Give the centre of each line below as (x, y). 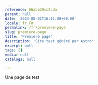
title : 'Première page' (29, 37)
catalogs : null (20, 59)
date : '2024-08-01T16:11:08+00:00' (41, 18)
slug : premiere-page (26, 32)
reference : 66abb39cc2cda (31, 9)
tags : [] (14, 50)
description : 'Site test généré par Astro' (49, 41)
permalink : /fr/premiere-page (35, 28)
